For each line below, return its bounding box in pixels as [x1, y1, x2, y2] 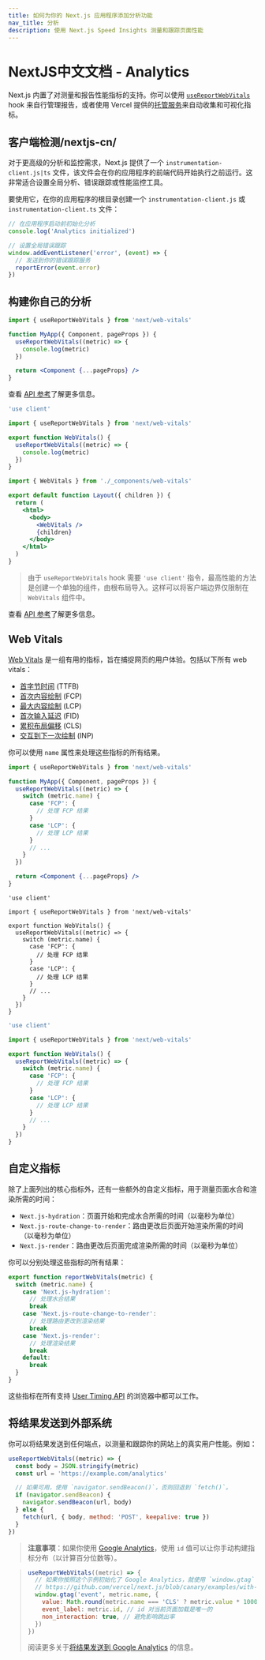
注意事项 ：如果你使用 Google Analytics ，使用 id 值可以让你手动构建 [27, 1543, 248, 1553]
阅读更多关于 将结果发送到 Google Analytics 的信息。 [27, 1643, 198, 1652]
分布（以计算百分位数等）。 [34, 1553, 121, 1562]
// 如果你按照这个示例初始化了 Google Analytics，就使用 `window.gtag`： [35, 1576, 261, 1584]
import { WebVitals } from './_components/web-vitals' [8, 477, 192, 486]
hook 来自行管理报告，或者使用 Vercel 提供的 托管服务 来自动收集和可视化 [8, 100, 244, 110]
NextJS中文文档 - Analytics [8, 62, 190, 81]
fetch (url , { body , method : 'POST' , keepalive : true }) [22, 1513, 211, 1521]
